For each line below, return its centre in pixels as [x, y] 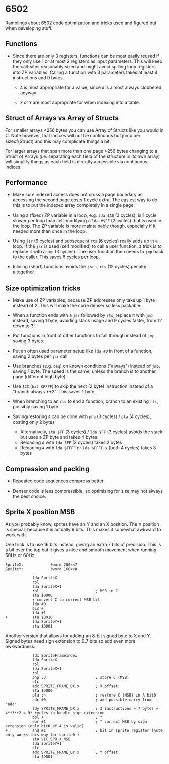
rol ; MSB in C [75, 591]
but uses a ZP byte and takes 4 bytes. [59, 437]
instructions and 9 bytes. [38, 77]
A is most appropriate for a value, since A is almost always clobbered [91, 87]
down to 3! [24, 326]
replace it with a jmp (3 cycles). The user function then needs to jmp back [88, 252]
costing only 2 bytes [34, 422]
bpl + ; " [67, 717]
